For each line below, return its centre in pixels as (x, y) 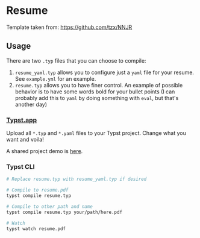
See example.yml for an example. (55, 78)
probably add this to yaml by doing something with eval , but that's (97, 98)
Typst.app (22, 120)
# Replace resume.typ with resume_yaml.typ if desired (77, 179)
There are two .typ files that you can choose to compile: (76, 60)
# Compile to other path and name (50, 206)
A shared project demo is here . (45, 151)
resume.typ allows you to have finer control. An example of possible (99, 85)
